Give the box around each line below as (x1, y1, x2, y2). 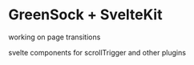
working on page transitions (8, 32, 101, 42)
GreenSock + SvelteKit (8, 6, 163, 24)
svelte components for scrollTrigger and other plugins (8, 47, 187, 57)
